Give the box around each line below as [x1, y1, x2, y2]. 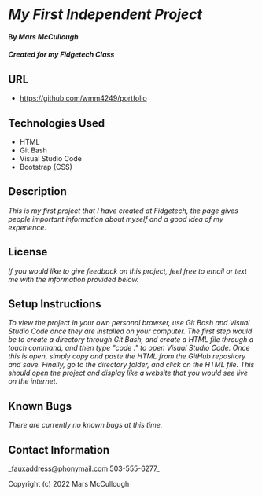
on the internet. [8, 377, 58, 386]
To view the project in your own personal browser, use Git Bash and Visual [8, 318, 250, 328]
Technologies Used [8, 116, 105, 130]
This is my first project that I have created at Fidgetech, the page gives [8, 206, 238, 215]
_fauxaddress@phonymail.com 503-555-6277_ [8, 464, 160, 473]
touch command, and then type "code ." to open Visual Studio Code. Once [8, 344, 250, 353]
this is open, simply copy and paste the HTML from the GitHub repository [8, 351, 246, 361]
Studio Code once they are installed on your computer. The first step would [8, 326, 253, 336]
